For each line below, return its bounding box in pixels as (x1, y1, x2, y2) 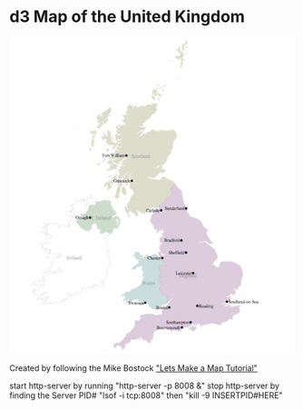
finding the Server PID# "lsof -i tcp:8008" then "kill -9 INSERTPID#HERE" (9, 390, 283, 401)
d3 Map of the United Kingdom (9, 6, 245, 27)
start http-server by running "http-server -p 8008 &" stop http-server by (9, 380, 279, 392)
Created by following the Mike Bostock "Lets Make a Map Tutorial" (9, 363, 259, 374)
